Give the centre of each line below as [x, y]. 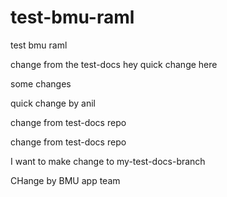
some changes [41, 83]
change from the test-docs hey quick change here [114, 64]
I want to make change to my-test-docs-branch [108, 161]
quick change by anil [53, 103]
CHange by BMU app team [65, 180]
